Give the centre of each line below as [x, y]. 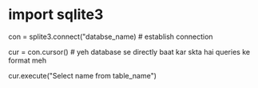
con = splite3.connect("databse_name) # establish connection [111, 36]
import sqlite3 [56, 15]
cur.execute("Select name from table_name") [83, 75]
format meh [28, 60]
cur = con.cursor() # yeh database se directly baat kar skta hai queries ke [129, 52]
